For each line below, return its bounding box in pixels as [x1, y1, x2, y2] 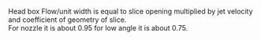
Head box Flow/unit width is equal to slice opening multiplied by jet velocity [8, 7, 253, 16]
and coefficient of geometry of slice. [8, 15, 127, 24]
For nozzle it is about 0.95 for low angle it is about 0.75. [8, 24, 188, 32]
